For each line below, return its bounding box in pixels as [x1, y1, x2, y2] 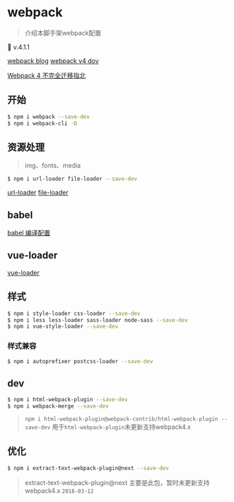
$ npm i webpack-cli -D [7, 120, 78, 127]
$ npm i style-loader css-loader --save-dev [7, 310, 141, 317]
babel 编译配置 [7, 228, 51, 237]
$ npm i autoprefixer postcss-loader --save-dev [7, 357, 153, 365]
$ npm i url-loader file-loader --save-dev [7, 175, 138, 183]
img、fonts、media [24, 161, 81, 170]
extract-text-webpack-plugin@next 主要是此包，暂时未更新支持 [24, 478, 210, 486]
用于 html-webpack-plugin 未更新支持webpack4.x [52, 423, 191, 431]
